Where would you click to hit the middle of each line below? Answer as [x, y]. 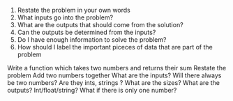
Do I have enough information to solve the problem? [92, 40]
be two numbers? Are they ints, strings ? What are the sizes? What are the [113, 83]
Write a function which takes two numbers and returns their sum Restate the [117, 68]
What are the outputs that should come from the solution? [100, 25]
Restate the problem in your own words [74, 10]
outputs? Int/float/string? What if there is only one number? [92, 90]
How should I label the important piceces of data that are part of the [115, 47]
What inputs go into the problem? [65, 17]
